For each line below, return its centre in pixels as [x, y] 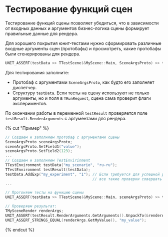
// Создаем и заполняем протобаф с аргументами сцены [62, 137]
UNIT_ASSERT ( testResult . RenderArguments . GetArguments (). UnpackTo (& [77, 216]
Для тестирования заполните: [37, 72]
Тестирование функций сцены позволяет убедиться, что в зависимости [82, 23]
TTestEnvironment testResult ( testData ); [48, 170]
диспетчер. [24, 87]
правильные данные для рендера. [42, 33]
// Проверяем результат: [31, 206]
